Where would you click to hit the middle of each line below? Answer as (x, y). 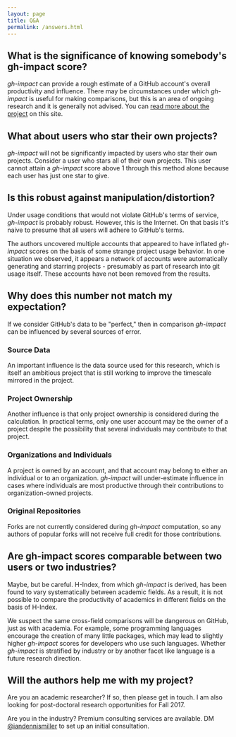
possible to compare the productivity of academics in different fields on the (117, 599)
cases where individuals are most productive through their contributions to (116, 485)
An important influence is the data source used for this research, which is (114, 365)
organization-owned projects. (50, 493)
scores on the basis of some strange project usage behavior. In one (127, 251)
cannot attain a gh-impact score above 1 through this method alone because (118, 168)
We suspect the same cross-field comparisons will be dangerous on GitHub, (118, 620)
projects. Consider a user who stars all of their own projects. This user (109, 161)
